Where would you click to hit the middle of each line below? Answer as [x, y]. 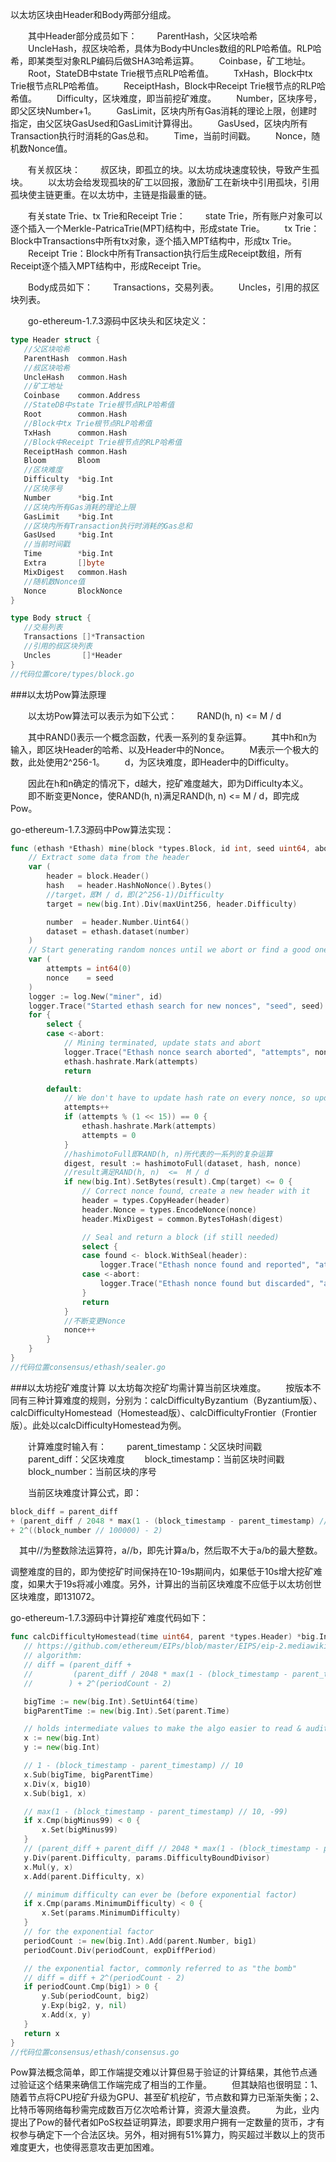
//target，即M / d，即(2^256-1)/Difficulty [135, 894]
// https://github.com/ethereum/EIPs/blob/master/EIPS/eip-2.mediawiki [176, 1646]
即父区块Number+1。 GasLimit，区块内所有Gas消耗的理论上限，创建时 [164, 111]
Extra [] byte [64, 563]
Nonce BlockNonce [73, 591]
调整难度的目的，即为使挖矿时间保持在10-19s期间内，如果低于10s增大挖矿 [162, 1572]
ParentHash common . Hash [75, 358]
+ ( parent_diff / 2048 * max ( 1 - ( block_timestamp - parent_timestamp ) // [169, 1521]
